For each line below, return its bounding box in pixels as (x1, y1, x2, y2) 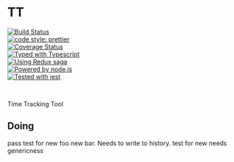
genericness (7, 146, 44, 155)
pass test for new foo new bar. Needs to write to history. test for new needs (7, 139, 228, 147)
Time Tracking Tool (7, 99, 64, 108)
